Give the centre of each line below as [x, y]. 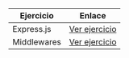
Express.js [32, 29]
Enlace [93, 15]
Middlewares [37, 42]
